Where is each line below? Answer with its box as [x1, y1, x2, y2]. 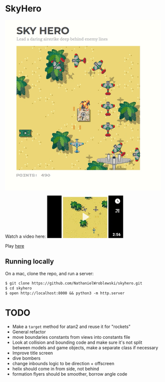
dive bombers [12, 355, 41, 361]
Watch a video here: [5, 233, 46, 239]
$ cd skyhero [5, 286, 32, 291]
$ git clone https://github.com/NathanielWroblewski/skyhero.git [5, 281, 142, 286]
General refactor [12, 328, 46, 335]
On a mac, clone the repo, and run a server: [5, 270, 94, 276]
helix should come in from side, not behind [12, 366, 99, 372]
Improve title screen [12, 350, 53, 356]
